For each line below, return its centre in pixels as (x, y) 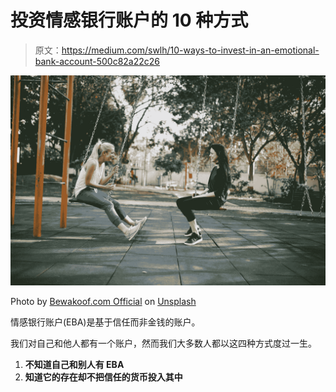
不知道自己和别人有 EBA (74, 364)
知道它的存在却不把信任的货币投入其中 (103, 377)
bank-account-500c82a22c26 (97, 61)
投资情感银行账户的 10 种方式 (129, 20)
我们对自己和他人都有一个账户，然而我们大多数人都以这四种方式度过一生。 (163, 343)
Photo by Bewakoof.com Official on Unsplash (103, 301)
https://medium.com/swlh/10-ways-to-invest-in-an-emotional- (190, 50)
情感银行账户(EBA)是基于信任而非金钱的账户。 (105, 322)
